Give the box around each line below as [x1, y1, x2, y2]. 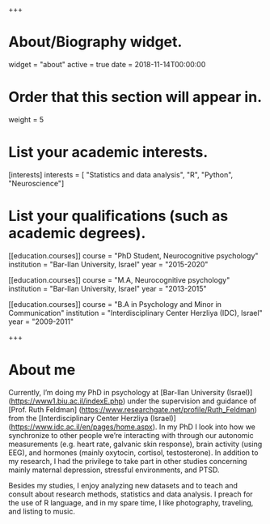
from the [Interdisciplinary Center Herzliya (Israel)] [8, 413, 176, 423]
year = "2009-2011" [8, 317, 74, 326]
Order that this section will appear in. [8, 88, 263, 106]
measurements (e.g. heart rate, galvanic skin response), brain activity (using [8, 439, 263, 449]
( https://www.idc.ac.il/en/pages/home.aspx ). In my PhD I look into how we [8, 422, 256, 432]
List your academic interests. [8, 143, 209, 162]
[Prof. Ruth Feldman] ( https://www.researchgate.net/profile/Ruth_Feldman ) [8, 404, 257, 414]
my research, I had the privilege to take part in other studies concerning [8, 456, 248, 466]
